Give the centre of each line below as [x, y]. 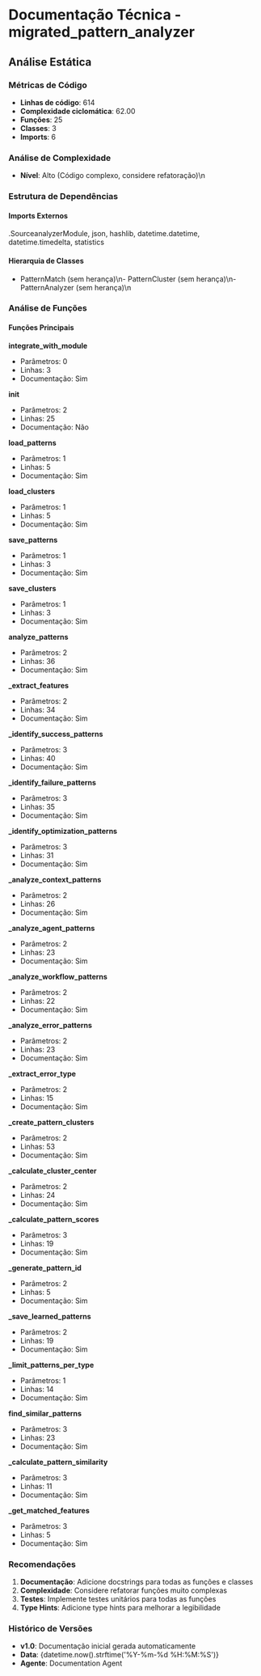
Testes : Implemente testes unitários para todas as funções [118, 1598]
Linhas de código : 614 [57, 102]
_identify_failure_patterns [53, 782]
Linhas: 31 [37, 855]
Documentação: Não [54, 427]
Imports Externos [38, 215]
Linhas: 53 [37, 1146]
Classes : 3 [38, 128]
